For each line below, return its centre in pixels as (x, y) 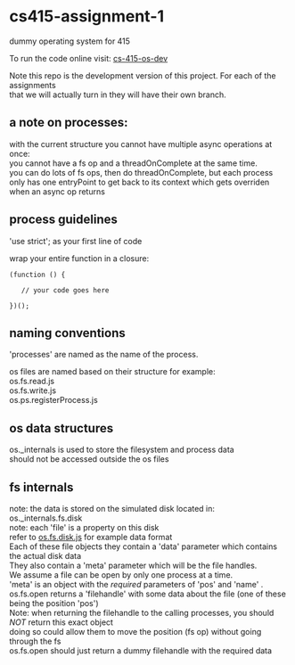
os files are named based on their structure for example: (112, 372)
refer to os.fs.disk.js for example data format (91, 537)
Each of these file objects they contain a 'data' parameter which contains (143, 546)
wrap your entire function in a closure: (79, 258)
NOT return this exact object (61, 622)
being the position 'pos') (54, 603)
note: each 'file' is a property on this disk (84, 527)
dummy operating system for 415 (70, 41)
